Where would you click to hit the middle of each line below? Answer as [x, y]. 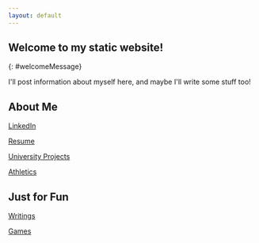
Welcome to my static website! [86, 48]
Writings [22, 216]
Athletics [23, 172]
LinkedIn [22, 126]
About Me [33, 106]
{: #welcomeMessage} [45, 66]
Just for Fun [38, 197]
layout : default [35, 15]
